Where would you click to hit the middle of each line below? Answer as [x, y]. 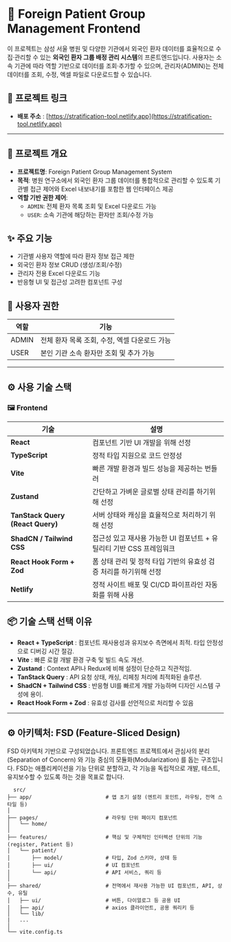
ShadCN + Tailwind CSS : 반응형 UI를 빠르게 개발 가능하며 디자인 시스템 [115, 685]
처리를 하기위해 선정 [131, 572]
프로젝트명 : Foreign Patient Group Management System [95, 171]
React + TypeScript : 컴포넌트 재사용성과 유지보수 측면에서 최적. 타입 [111, 642]
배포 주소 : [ [33, 116]
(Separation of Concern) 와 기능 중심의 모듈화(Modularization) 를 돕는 [103, 760]
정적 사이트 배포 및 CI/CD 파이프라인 [148, 585]
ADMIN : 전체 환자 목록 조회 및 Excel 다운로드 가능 [92, 206]
